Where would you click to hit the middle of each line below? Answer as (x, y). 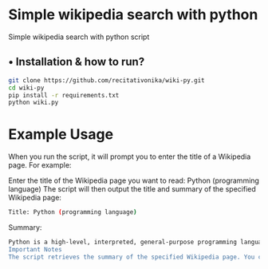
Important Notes (35, 249)
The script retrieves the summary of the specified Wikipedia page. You (132, 257)
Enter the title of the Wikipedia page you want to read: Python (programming (134, 180)
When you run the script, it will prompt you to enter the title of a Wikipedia (130, 156)
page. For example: (40, 165)
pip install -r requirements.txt (64, 95)
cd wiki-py (26, 88)
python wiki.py (33, 103)
